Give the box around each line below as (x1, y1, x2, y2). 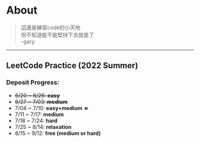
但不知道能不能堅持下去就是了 (20, 31, 94, 38)
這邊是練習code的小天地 (20, 24, 80, 31)
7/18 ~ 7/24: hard (14, 117, 58, 124)
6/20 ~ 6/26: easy (14, 92, 60, 99)
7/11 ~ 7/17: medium (14, 111, 64, 118)
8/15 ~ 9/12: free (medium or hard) (14, 130, 101, 137)
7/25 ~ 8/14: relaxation (14, 123, 72, 130)
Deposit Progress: (6, 78, 60, 86)
